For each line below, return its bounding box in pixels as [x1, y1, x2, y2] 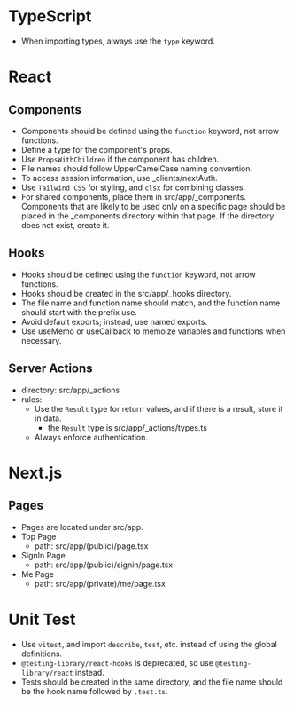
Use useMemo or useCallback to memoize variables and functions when [20, 326, 286, 337]
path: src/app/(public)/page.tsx [34, 540, 149, 551]
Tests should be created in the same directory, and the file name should [20, 677, 283, 687]
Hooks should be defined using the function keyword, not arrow [20, 269, 256, 280]
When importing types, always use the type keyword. [20, 36, 216, 46]
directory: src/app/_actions [20, 384, 120, 395]
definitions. [20, 648, 63, 659]
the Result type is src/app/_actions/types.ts [47, 422, 207, 432]
